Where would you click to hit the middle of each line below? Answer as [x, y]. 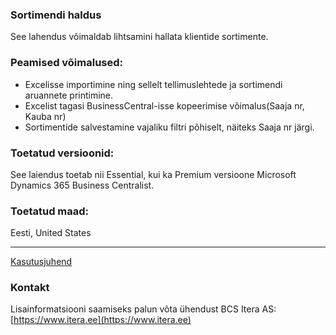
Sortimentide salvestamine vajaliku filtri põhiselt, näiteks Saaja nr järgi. [169, 127]
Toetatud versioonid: [62, 153]
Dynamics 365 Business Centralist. [82, 185]
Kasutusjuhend [41, 262]
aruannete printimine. [69, 95]
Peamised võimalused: [67, 63]
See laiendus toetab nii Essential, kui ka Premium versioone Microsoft [153, 174]
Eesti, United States [51, 233]
